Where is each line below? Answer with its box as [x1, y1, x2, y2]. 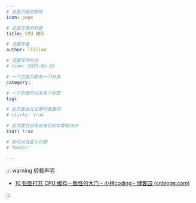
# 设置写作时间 [6, 58, 39, 64]
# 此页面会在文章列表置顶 [6, 107, 61, 113]
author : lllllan [6, 47, 47, 53]
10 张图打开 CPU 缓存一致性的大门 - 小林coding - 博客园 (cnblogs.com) [14, 179, 190, 186]
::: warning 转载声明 [6, 167, 55, 174]
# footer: [6, 144, 31, 151]
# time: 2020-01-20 [6, 63, 55, 69]
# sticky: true [6, 112, 44, 118]
